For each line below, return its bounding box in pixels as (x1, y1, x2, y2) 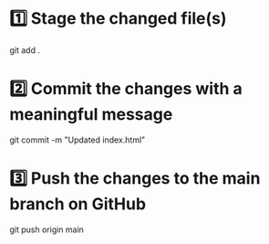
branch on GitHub (9, 194, 147, 215)
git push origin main (9, 224, 85, 235)
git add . (9, 44, 41, 56)
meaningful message (9, 104, 173, 125)
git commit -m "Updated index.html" (9, 134, 146, 145)
